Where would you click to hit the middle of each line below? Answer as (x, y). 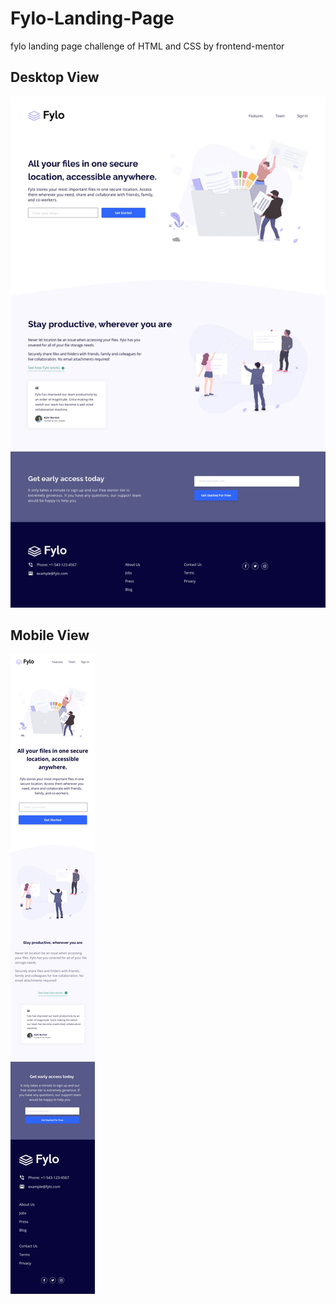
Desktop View (55, 77)
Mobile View (50, 635)
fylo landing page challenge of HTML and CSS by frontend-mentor (147, 46)
